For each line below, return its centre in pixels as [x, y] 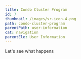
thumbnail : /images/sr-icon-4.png [41, 19]
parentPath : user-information [36, 28]
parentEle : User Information [35, 37]
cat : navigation [22, 32]
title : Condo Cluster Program [36, 10]
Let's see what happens [30, 51]
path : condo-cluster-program [35, 23]
